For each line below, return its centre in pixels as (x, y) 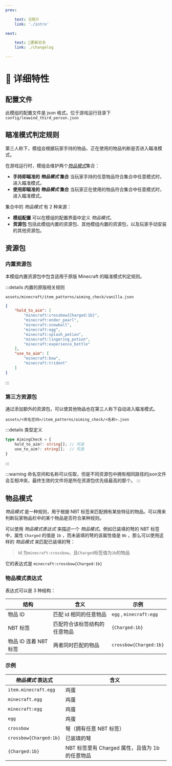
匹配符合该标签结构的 (79, 624)
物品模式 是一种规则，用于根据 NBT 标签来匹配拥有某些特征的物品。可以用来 (86, 512)
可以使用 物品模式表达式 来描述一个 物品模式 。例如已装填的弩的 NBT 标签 (82, 529)
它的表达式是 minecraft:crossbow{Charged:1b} (54, 564)
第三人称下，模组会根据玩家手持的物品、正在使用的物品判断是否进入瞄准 (81, 148)
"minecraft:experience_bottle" (57, 344)
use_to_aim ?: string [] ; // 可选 (49, 449)
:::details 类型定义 (24, 430)
